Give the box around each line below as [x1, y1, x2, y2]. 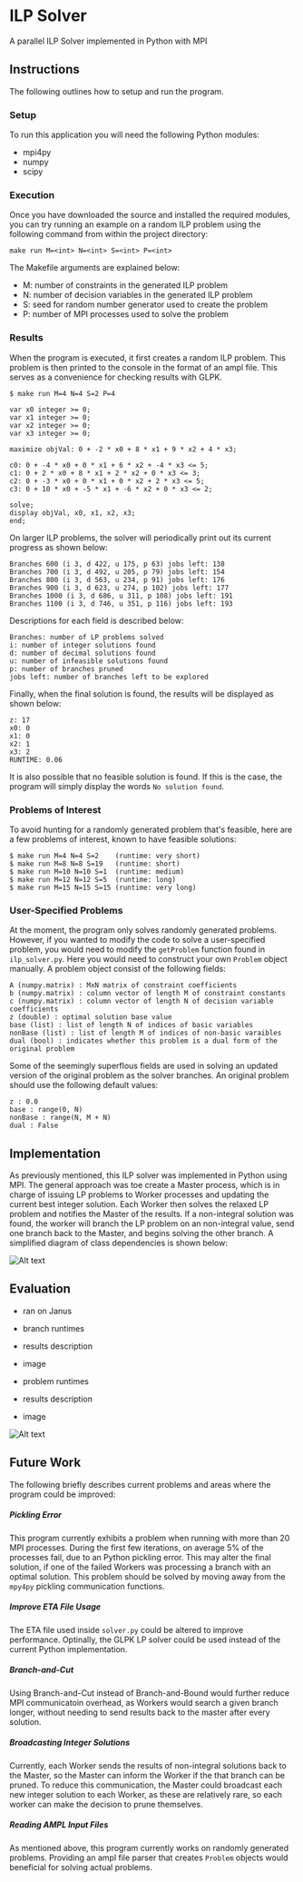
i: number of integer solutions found [9, 640, 156, 649]
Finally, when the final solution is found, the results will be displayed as [9, 688, 274, 699]
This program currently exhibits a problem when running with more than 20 [9, 1532, 290, 1543]
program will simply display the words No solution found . [9, 780, 225, 791]
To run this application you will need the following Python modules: [9, 129, 260, 141]
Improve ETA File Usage [9, 1601, 102, 1612]
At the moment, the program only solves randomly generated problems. [9, 925, 278, 936]
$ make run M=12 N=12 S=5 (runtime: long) [9, 875, 177, 884]
